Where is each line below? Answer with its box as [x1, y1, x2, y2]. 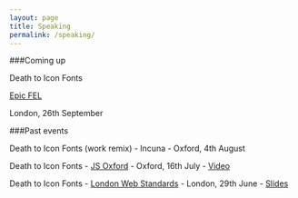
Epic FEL [9, 90, 43, 101]
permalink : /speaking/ [9, 30, 95, 39]
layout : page [9, 13, 59, 23]
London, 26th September [9, 108, 104, 119]
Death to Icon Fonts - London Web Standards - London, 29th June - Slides [9, 178, 289, 189]
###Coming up [9, 55, 66, 66]
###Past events [9, 125, 69, 136]
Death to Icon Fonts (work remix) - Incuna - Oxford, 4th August [9, 143, 245, 154]
